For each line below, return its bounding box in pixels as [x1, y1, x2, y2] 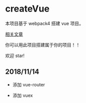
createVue [5, 3, 50, 15]
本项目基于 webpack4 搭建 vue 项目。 [5, 20, 84, 26]
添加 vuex [12, 92, 33, 98]
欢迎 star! [5, 53, 25, 59]
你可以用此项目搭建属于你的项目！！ [5, 41, 80, 48]
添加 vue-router [12, 81, 45, 87]
